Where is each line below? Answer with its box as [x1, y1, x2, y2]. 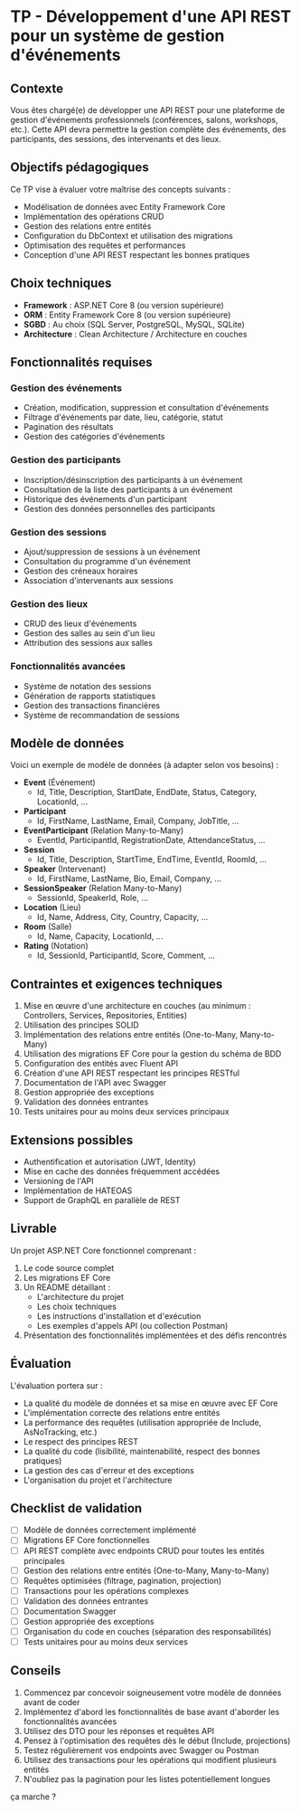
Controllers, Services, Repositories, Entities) [23, 1010, 188, 1021]
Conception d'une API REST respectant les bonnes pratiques [23, 249, 250, 260]
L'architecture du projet [36, 1291, 125, 1302]
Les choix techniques [36, 1301, 117, 1312]
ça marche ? [10, 1791, 57, 1802]
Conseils [10, 1663, 61, 1679]
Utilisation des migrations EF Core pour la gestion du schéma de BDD [23, 1048, 282, 1059]
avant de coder [23, 1696, 80, 1707]
